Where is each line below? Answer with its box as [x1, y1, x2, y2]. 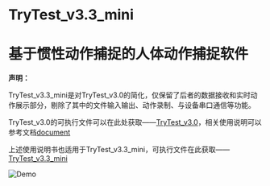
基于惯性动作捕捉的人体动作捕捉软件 [8, 45, 249, 64]
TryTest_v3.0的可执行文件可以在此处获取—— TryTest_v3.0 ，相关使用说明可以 [8, 118, 262, 127]
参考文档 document [8, 127, 71, 138]
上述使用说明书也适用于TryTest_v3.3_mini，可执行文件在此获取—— [8, 145, 231, 155]
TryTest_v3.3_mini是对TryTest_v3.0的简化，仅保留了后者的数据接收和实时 [8, 90, 251, 100]
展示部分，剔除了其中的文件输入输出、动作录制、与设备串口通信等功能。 [15, 101, 255, 110]
